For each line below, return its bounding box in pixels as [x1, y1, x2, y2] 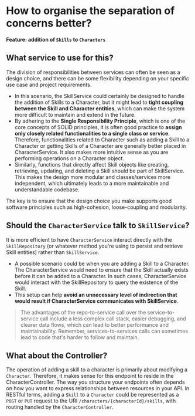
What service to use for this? [6, 53, 114, 63]
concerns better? [6, 16, 92, 30]
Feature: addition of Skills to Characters [6, 36, 106, 43]
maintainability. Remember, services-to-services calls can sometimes [20, 327, 189, 334]
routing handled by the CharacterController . [6, 404, 114, 411]
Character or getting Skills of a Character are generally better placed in [14, 142, 186, 149]
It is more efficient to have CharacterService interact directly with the [6, 236, 173, 243]
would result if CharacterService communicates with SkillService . [14, 297, 179, 305]
